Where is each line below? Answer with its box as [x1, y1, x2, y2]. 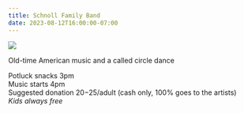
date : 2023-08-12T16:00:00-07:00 [8, 19, 118, 27]
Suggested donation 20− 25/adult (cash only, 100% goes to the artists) [8, 88, 237, 97]
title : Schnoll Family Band [8, 11, 101, 20]
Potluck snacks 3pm [8, 70, 75, 80]
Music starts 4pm [8, 79, 66, 89]
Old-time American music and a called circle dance [8, 55, 175, 65]
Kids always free [8, 96, 63, 105]
